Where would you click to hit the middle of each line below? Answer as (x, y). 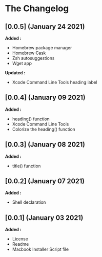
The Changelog (37, 9)
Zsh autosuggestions (33, 58)
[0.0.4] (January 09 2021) (45, 97)
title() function (26, 166)
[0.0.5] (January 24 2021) (45, 27)
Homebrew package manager (42, 48)
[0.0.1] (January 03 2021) (44, 218)
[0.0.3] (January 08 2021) (45, 145)
